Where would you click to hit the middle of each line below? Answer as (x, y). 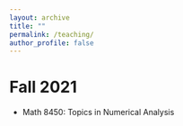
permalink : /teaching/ (52, 34)
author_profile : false (52, 43)
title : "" (28, 26)
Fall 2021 (44, 87)
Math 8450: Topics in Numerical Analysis (98, 112)
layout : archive (39, 18)
